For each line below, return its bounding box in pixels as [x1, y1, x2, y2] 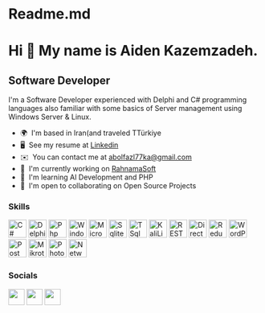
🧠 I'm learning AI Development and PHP [19, 172, 154, 182]
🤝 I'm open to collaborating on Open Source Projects [19, 181, 197, 191]
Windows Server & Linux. [8, 112, 92, 121]
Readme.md [8, 5, 91, 23]
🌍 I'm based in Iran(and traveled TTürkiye [19, 128, 162, 138]
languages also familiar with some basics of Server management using [8, 104, 243, 113]
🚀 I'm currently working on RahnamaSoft [19, 164, 157, 174]
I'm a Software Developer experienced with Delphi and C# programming [8, 95, 247, 105]
